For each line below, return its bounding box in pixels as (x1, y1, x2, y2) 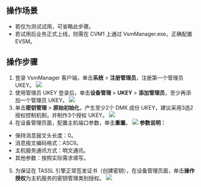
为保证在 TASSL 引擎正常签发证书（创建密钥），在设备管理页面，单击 (14, 167, 185, 174)
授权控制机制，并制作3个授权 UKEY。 (14, 111, 108, 119)
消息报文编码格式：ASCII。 (14, 139, 82, 146)
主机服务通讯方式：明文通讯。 (14, 146, 89, 154)
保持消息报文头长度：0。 (14, 131, 77, 139)
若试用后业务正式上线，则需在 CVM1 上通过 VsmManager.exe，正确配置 (14, 30, 193, 37)
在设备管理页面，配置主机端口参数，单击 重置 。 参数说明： (14, 119, 166, 126)
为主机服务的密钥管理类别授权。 (25, 174, 105, 182)
